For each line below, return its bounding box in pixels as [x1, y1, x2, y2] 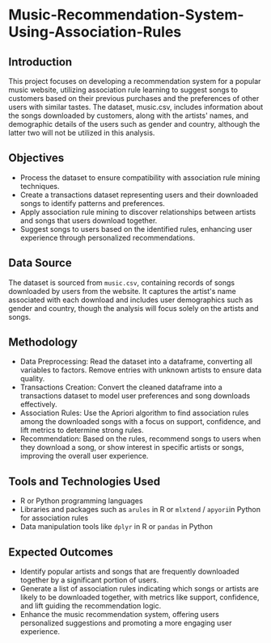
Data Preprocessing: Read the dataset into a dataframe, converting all [19, 357, 252, 367]
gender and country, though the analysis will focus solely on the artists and [8, 303, 259, 313]
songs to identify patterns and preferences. [19, 198, 166, 208]
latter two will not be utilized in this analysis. [8, 128, 155, 137]
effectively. [19, 400, 57, 410]
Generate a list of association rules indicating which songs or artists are [19, 584, 259, 594]
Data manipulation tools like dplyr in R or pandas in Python [19, 522, 213, 532]
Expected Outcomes [8, 545, 113, 559]
